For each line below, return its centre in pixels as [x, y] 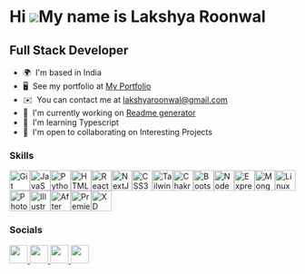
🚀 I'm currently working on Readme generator [109, 113]
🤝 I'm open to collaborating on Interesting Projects [118, 132]
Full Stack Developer [69, 50]
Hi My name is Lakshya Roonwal [138, 17]
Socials [26, 230]
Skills [22, 155]
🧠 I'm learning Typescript [71, 122]
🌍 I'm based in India [62, 73]
